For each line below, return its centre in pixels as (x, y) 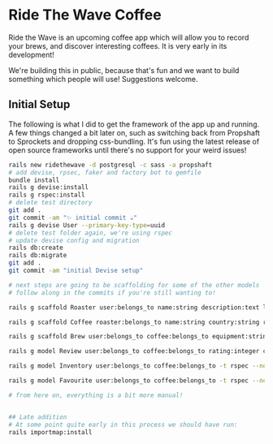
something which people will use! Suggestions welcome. (103, 79)
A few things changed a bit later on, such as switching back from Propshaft (134, 132)
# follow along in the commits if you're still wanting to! (113, 293)
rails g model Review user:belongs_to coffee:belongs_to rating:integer (134, 351)
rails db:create (36, 248)
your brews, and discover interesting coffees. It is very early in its (118, 45)
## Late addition (38, 417)
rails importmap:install (50, 432)
